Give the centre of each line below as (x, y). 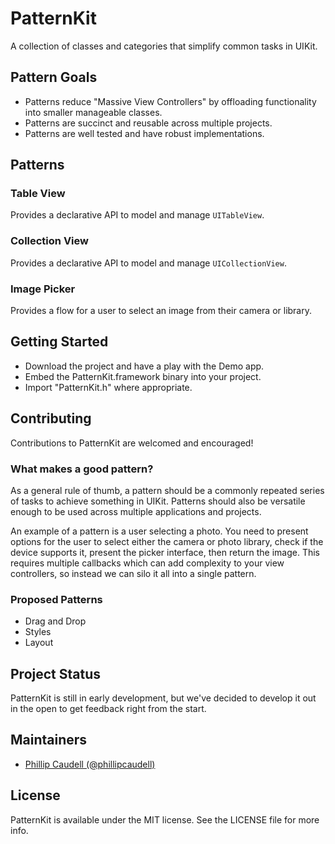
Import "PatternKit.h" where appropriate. (108, 387)
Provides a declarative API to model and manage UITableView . (137, 215)
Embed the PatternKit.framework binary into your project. (143, 376)
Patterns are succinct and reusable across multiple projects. (148, 123)
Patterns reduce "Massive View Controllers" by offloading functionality (170, 101)
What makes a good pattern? (82, 469)
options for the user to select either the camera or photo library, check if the (167, 541)
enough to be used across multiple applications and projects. (136, 511)
